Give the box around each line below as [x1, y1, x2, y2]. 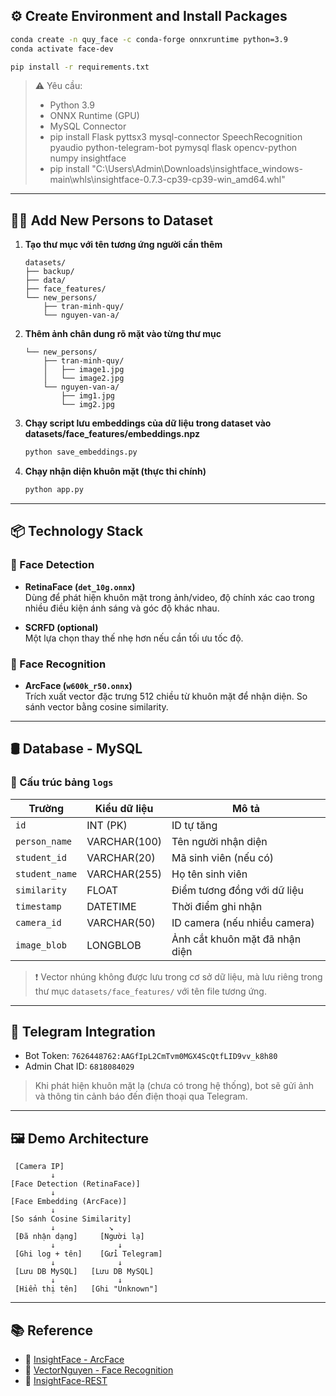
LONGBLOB [86, 938, 142, 952]
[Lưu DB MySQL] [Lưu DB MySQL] [14, 1267, 155, 1277]
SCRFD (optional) [24, 621, 99, 633]
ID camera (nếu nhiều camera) [171, 915, 315, 929]
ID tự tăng [171, 818, 218, 832]
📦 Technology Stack [10, 523, 144, 540]
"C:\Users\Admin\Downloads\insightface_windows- [91, 163, 303, 175]
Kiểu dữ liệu [94, 801, 154, 815]
